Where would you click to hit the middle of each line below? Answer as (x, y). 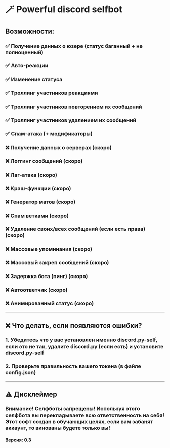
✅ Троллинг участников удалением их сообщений (71, 120)
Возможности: (30, 31)
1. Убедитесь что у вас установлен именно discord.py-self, (81, 340)
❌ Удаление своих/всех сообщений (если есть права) (75, 229)
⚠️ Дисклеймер (31, 394)
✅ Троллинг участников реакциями (52, 93)
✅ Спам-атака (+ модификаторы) (49, 134)
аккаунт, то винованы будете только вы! (58, 428)
